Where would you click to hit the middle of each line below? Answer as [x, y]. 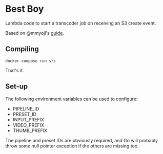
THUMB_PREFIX [30, 130]
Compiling [22, 49]
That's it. [15, 70]
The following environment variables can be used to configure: [72, 99]
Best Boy [25, 9]
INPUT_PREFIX [28, 119]
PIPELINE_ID [26, 108]
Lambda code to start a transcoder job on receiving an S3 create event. [81, 23]
